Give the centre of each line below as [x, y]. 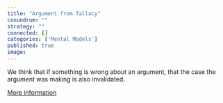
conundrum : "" [28, 20]
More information [32, 92]
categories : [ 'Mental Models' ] [52, 39]
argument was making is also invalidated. [66, 79]
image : [17, 53]
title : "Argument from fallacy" [54, 13]
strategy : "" [26, 26]
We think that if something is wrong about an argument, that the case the [112, 72]
